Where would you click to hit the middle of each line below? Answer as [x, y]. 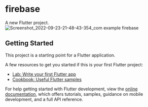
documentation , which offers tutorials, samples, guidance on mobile [74, 94]
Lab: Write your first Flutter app [44, 74]
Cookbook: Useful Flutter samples [47, 79]
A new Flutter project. [27, 23]
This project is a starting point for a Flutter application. [60, 55]
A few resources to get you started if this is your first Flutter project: [74, 64]
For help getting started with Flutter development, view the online [72, 89]
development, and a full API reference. [44, 99]
